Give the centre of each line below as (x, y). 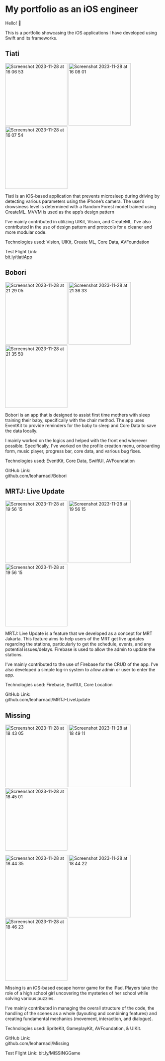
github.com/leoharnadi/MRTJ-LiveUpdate (48, 700)
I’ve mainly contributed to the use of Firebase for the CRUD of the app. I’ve (82, 664)
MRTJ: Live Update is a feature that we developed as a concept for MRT (79, 633)
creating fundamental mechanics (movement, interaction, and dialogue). (79, 1019)
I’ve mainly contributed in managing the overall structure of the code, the (80, 1008)
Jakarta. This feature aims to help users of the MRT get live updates (75, 639)
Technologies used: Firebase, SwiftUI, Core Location (59, 685)
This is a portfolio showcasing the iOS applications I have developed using (81, 32)
